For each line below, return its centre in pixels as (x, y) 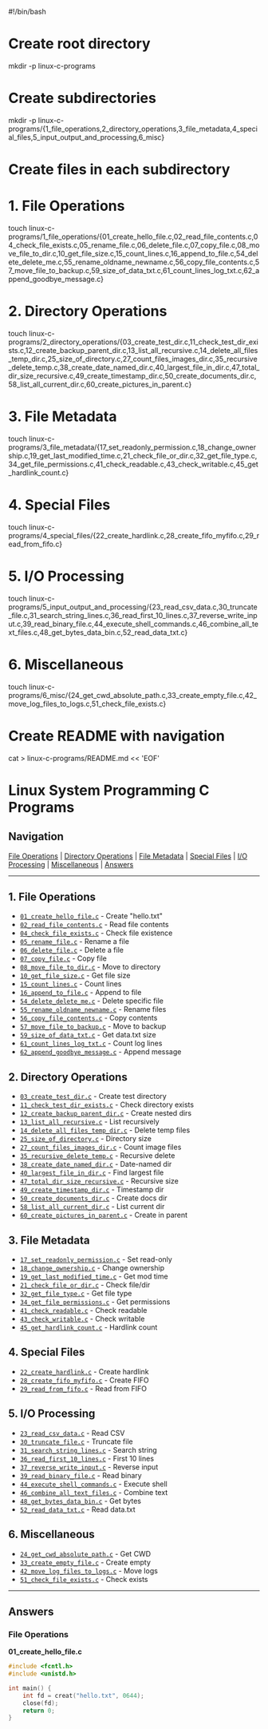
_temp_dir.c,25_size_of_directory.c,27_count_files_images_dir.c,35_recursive (133, 359)
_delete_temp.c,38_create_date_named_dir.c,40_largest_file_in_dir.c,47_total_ (134, 367)
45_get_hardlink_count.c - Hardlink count (89, 1327)
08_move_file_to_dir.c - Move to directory (90, 967)
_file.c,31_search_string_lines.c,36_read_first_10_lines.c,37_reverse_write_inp (133, 615)
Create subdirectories (83, 98)
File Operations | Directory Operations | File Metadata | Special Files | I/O (128, 856)
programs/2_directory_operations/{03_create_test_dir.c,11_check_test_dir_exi (134, 342)
